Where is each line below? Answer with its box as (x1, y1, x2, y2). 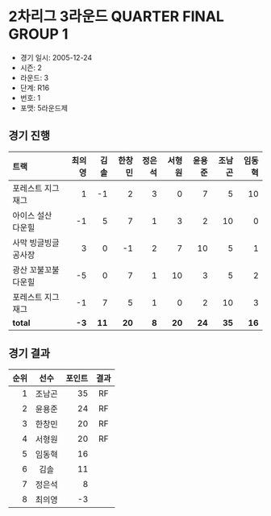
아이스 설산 (12, 210, 52, 221)
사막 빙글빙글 (12, 237, 60, 248)
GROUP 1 (8, 25, 69, 44)
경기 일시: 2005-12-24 (19, 52, 93, 62)
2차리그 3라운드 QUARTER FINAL (8, 7, 224, 26)
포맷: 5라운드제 (19, 102, 69, 113)
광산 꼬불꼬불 (12, 264, 60, 275)
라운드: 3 (19, 73, 49, 82)
